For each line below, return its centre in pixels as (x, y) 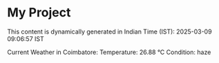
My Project (39, 13)
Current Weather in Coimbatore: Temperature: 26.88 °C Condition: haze (109, 52)
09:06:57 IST (26, 38)
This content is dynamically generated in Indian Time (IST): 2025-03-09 (109, 32)
